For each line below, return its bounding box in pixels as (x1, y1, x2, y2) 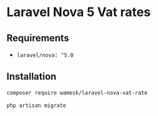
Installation (6, 71, 57, 82)
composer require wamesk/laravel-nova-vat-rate (6, 89, 148, 96)
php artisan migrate (6, 102, 67, 109)
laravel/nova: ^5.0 (16, 52, 74, 59)
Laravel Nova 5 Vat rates (6, 4, 151, 20)
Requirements (6, 32, 69, 44)
